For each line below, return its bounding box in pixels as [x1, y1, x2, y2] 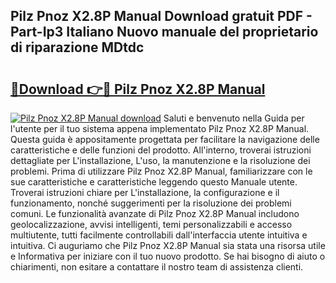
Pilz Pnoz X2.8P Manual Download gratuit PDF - [10, 8, 313, 25]
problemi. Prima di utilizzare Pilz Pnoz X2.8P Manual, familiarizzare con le [10, 165, 313, 177]
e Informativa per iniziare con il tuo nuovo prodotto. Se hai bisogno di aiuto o [10, 250, 326, 262]
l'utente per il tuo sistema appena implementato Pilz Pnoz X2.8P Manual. [10, 123, 310, 134]
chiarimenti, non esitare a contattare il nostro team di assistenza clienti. [10, 261, 304, 273]
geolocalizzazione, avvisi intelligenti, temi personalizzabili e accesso [10, 219, 293, 230]
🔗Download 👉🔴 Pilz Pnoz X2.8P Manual [10, 80, 266, 98]
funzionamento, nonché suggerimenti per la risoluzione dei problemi [10, 197, 292, 209]
